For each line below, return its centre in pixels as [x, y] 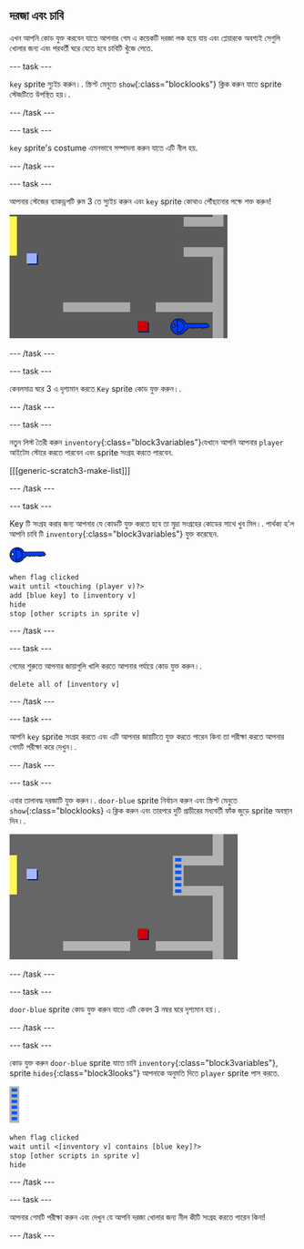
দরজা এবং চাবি [36, 16]
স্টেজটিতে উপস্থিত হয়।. [40, 94]
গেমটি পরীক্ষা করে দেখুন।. [43, 746]
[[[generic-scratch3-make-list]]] [70, 470]
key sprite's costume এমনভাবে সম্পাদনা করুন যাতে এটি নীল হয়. [104, 148]
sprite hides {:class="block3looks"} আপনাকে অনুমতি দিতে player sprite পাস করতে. [145, 1073]
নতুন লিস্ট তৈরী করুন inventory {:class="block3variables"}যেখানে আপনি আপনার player [147, 442]
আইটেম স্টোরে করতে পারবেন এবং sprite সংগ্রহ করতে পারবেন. [91, 452]
